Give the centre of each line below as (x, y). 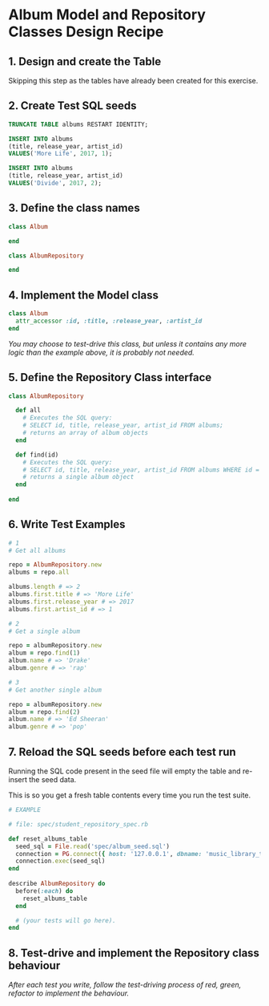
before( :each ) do (44, 891)
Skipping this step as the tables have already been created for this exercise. (133, 81)
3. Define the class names (74, 208)
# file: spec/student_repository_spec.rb (78, 824)
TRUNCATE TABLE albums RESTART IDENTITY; (78, 124)
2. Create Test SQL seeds (73, 106)
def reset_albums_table (48, 839)
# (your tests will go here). (66, 920)
